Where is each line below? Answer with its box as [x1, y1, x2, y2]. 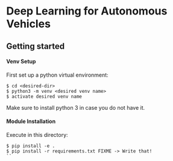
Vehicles [6, 17, 51, 31]
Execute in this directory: [6, 131, 68, 138]
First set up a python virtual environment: [6, 71, 109, 78]
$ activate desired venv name [6, 93, 83, 99]
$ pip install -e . [6, 143, 55, 149]
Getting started [6, 41, 65, 51]
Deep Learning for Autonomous [6, 4, 168, 18]
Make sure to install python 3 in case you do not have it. [6, 104, 145, 111]
